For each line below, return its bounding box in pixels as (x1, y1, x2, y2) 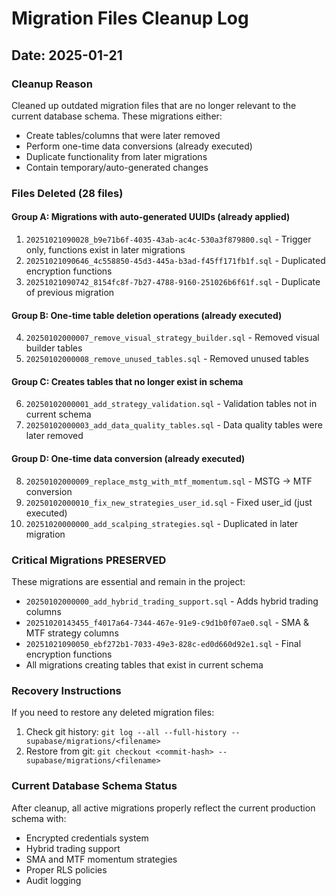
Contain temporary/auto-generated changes (25, 161, 209, 173)
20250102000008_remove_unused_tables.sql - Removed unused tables (25, 353, 309, 365)
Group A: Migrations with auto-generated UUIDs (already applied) (11, 211, 291, 223)
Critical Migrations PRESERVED (11, 553, 167, 567)
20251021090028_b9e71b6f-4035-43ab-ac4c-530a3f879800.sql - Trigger (25, 233, 312, 245)
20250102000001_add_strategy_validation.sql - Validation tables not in (25, 398, 318, 410)
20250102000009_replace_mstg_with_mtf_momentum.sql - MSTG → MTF (25, 475, 313, 487)
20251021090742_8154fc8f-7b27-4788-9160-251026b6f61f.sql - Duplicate (25, 276, 321, 287)
